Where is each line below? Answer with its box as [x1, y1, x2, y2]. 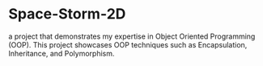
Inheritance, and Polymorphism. [8, 48, 115, 58]
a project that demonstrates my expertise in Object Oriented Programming [8, 31, 256, 41]
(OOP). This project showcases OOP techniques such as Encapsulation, [8, 39, 248, 49]
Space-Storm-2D [8, 5, 126, 23]
